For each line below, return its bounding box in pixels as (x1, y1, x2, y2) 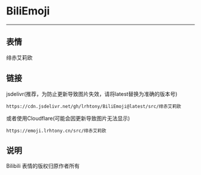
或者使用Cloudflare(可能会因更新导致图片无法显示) (6, 114, 130, 122)
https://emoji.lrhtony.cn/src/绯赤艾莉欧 (6, 128, 106, 134)
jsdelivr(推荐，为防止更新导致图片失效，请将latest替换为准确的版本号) (6, 90, 178, 97)
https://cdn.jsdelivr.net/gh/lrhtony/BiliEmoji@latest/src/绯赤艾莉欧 (6, 103, 181, 109)
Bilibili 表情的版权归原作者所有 (6, 162, 80, 170)
